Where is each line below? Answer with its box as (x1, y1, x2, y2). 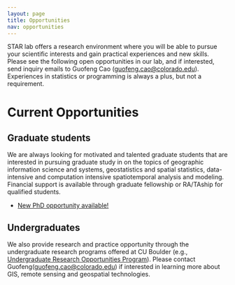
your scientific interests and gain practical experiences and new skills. (7, 50, 210, 58)
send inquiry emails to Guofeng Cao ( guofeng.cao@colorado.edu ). (7, 64, 199, 74)
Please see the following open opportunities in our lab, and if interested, (7, 57, 215, 66)
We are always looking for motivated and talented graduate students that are (7, 151, 228, 159)
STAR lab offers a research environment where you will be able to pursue (7, 43, 218, 51)
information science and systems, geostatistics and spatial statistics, (7, 165, 205, 174)
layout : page (7, 10, 45, 18)
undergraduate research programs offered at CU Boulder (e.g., (7, 248, 188, 256)
